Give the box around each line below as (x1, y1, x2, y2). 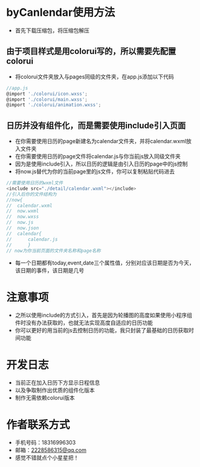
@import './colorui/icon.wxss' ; (6, 90, 88, 97)
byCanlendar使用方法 (6, 5, 115, 19)
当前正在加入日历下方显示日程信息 (15, 379, 100, 386)
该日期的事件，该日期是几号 (15, 267, 85, 274)
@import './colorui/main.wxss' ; (6, 96, 88, 102)
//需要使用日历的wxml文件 (6, 180, 63, 186)
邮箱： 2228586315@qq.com (15, 446, 86, 454)
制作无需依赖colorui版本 (15, 394, 75, 401)
